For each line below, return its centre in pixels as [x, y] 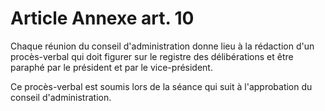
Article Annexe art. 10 [102, 18]
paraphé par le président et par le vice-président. [111, 67]
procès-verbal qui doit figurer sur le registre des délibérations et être [152, 56]
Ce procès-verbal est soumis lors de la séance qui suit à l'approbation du [161, 86]
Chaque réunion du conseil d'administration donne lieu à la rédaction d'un [162, 46]
